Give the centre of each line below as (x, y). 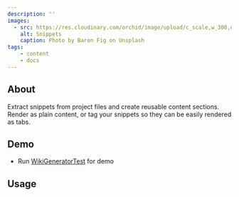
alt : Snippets (41, 34)
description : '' (31, 14)
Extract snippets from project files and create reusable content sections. (113, 106)
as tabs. (19, 121)
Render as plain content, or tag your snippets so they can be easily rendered (119, 114)
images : (19, 21)
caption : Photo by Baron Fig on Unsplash (82, 41)
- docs (30, 61)
